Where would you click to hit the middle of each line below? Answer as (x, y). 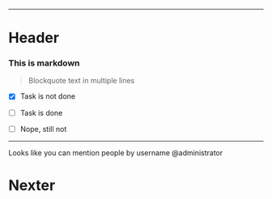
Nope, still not (43, 129)
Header (34, 38)
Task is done (41, 112)
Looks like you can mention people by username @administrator (116, 152)
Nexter (32, 185)
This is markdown (44, 63)
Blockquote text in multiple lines (81, 81)
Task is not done (47, 96)
